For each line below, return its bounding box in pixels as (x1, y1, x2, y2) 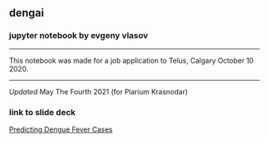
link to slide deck (9, 106, 76, 117)
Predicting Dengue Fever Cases (9, 125, 113, 134)
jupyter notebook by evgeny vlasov (9, 30, 149, 41)
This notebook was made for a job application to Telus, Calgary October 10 (9, 56, 254, 65)
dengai (9, 6, 45, 20)
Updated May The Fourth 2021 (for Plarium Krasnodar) (9, 86, 188, 96)
